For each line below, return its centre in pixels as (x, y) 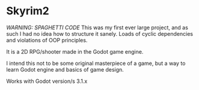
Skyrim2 (28, 11)
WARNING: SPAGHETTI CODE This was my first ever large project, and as (97, 27)
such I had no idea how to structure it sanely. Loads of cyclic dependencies (100, 33)
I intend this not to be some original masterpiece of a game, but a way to (96, 63)
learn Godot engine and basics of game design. (65, 69)
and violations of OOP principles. (47, 40)
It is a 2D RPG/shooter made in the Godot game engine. (75, 51)
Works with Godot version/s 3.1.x (47, 81)
